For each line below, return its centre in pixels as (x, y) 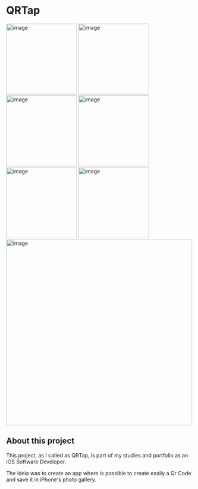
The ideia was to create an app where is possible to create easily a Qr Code (99, 473)
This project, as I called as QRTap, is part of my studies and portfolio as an (97, 455)
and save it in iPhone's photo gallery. (51, 479)
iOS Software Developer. (36, 462)
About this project (40, 441)
